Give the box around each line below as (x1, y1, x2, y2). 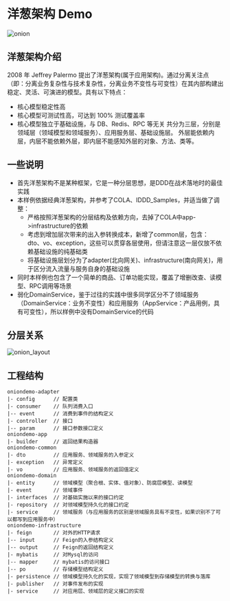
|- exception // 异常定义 (7, 459, 84, 466)
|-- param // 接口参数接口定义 (7, 425, 104, 432)
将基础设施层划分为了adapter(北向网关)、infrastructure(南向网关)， (27, 256, 218, 264)
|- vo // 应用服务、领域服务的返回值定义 (7, 466, 139, 473)
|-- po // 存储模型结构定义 (7, 566, 104, 573)
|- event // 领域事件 (7, 487, 84, 494)
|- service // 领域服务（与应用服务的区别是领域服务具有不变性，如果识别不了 (7, 509, 216, 516)
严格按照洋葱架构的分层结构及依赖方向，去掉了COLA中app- (27, 212, 196, 221)
